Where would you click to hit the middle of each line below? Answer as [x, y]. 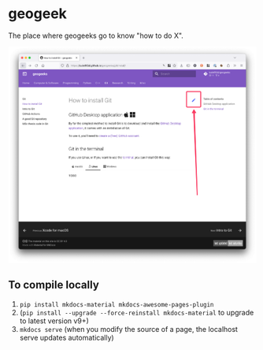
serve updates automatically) [67, 337]
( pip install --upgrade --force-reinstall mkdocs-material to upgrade [137, 312]
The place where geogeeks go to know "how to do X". [96, 35]
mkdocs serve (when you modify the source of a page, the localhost [129, 329]
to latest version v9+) [54, 321]
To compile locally [54, 285]
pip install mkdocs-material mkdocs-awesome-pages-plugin [117, 304]
